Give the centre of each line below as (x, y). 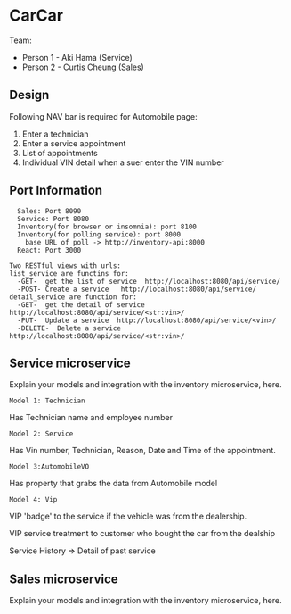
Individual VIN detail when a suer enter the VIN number (123, 162)
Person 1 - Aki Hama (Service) (77, 57)
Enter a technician (55, 134)
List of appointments (60, 153)
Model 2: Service (41, 434)
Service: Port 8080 (53, 219)
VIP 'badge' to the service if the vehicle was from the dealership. (128, 516)
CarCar (36, 16)
